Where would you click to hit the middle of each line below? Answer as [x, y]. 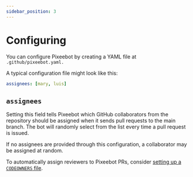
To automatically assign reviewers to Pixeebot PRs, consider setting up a [94, 162]
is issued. [18, 133]
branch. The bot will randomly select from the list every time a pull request [96, 127]
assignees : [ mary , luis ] [36, 84]
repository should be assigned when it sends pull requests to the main [91, 121]
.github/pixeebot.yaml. [35, 62]
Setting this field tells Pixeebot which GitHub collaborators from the [87, 114]
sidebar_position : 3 [31, 11]
